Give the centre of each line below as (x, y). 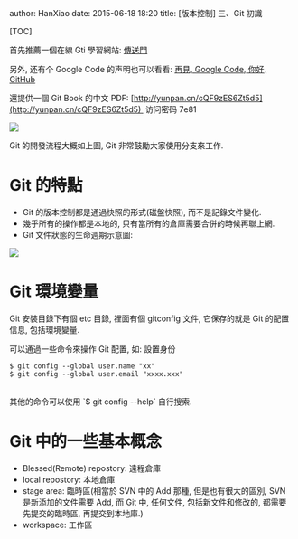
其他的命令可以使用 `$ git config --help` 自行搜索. (101, 402)
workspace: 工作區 (57, 525)
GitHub (23, 79)
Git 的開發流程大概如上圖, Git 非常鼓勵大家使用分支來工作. (116, 146)
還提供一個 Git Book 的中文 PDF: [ (72, 98)
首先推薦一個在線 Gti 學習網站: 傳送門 (79, 50)
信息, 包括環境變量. (45, 329)
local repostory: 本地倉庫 (69, 479)
